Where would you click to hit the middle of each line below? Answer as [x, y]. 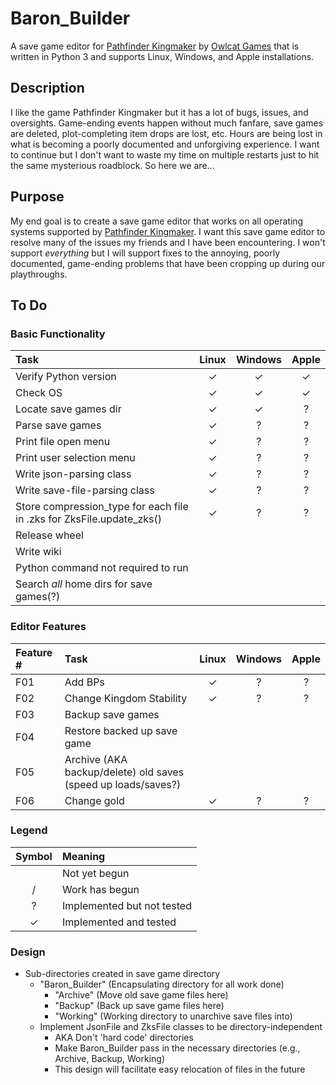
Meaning [83, 856]
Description [47, 88]
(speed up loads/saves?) [123, 784]
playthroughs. [39, 274]
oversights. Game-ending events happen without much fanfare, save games [167, 123]
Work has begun [100, 889]
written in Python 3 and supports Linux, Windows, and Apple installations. [162, 56]
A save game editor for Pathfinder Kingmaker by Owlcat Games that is [155, 46]
